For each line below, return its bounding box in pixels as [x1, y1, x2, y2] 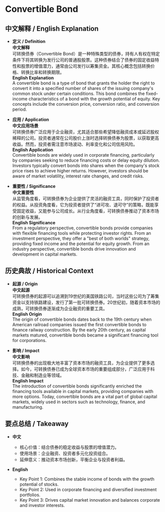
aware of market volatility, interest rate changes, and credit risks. [12, 173, 144, 179]
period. [12, 106, 27, 112]
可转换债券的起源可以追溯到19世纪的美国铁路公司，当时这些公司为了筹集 [12, 293, 160, 299]
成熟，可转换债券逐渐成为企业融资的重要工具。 [12, 305, 107, 311]
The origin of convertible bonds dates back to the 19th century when [12, 316, 152, 322]
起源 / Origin [12, 281, 38, 287]
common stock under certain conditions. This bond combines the [12, 90, 145, 96]
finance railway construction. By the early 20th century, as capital [12, 327, 146, 333]
